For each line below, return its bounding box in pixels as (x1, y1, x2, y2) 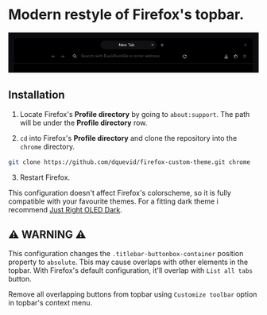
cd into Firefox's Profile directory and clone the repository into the (19, 133, 238, 142)
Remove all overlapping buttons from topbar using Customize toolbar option (8, 290, 257, 299)
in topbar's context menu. (8, 298, 93, 308)
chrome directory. (19, 142, 75, 151)
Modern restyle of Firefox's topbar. (8, 6, 245, 24)
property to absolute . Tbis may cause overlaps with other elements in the (8, 257, 249, 267)
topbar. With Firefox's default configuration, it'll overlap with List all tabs (8, 266, 253, 275)
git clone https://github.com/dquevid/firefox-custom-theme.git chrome (8, 157, 250, 166)
